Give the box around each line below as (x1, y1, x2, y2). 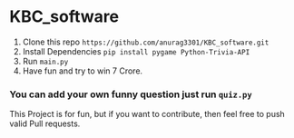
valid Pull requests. (9, 118, 81, 129)
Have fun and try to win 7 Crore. (22, 65, 143, 76)
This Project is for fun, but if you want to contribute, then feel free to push (9, 109, 286, 120)
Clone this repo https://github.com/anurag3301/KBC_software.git (22, 36, 269, 47)
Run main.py (22, 55, 69, 66)
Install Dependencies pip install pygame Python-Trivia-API (22, 45, 250, 56)
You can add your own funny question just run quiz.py (9, 88, 252, 101)
